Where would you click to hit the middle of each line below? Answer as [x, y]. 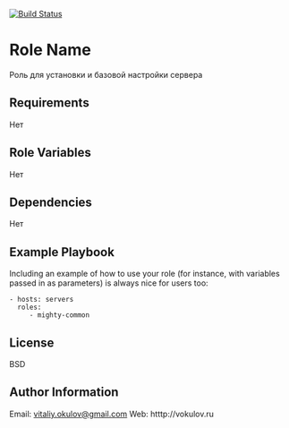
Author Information [64, 393]
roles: [30, 308]
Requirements [49, 103]
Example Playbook [62, 252]
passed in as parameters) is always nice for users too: [109, 283]
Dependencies [51, 202]
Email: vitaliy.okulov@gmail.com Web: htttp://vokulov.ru [112, 414]
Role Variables [50, 153]
